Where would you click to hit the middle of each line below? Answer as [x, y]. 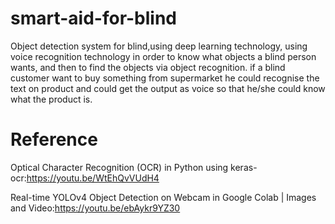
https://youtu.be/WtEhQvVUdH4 [93, 178]
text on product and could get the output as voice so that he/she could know [168, 88]
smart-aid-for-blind [94, 18]
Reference [54, 139]
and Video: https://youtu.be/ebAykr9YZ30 [95, 208]
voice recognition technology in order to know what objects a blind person [163, 56]
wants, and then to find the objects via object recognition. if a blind [148, 67]
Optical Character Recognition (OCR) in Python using [119, 167]
